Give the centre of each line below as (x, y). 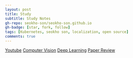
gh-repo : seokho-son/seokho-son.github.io (48, 23)
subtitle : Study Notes (28, 18)
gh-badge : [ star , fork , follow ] (37, 28)
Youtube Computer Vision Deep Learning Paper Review (60, 50)
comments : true (20, 37)
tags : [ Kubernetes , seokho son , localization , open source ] (67, 32)
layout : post (18, 9)
